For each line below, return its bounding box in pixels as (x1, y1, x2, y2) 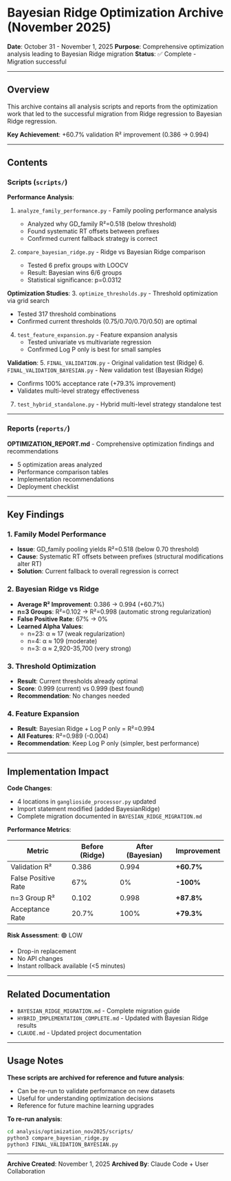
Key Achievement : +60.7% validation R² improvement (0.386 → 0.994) (7, 130, 209, 139)
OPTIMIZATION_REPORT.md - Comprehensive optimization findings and (7, 440, 214, 448)
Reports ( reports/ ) (7, 424, 70, 433)
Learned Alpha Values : (16, 622, 84, 630)
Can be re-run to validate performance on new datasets (16, 1086, 175, 1095)
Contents (7, 157, 48, 168)
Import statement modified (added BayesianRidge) (16, 805, 160, 813)
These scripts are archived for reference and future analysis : (7, 1073, 185, 1082)
